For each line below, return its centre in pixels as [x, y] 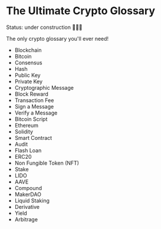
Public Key [27, 75]
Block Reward [32, 94]
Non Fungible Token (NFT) [47, 163]
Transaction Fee [34, 100]
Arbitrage [26, 219]
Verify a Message [36, 113]
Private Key [29, 81]
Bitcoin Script [31, 119]
